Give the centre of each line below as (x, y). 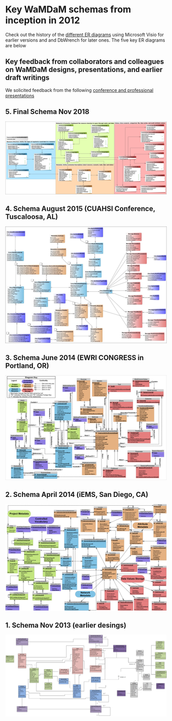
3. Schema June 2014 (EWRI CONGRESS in (75, 357)
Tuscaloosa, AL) (32, 217)
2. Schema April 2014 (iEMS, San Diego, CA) (77, 494)
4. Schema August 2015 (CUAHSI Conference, (80, 209)
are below (16, 45)
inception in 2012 (43, 20)
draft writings (27, 78)
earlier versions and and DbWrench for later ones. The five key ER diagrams (85, 40)
